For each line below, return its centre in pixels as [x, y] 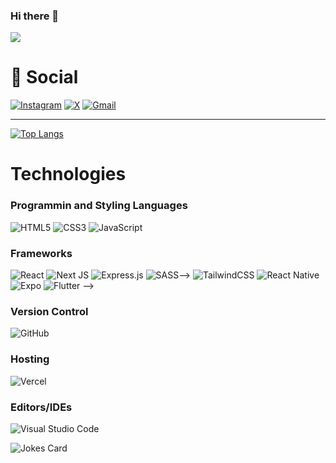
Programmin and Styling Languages [99, 206]
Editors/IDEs [41, 407]
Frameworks [41, 253]
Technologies [68, 174]
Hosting [30, 359]
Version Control [49, 311]
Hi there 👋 [35, 16]
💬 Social [44, 77]
